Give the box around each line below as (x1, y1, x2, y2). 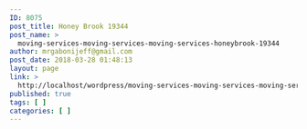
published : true (9, 89, 71, 98)
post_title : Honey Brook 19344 (9, 22, 129, 31)
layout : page (9, 64, 59, 74)
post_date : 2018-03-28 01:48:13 (9, 55, 132, 64)
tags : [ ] (9, 97, 48, 107)
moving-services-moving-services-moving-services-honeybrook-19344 (17, 38, 281, 48)
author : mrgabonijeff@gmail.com (9, 47, 132, 56)
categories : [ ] (9, 106, 71, 115)
